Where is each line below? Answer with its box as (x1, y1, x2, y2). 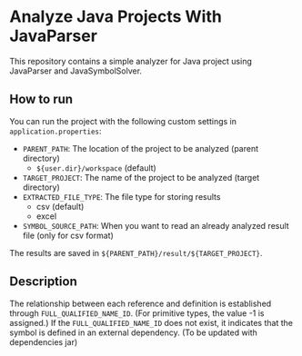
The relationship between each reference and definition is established (9, 298, 272, 309)
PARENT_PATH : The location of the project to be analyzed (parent (22, 143, 259, 153)
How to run (9, 92, 74, 107)
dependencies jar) (9, 336, 78, 347)
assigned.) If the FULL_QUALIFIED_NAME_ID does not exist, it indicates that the (9, 317, 294, 328)
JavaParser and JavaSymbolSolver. (9, 65, 143, 76)
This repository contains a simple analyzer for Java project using (9, 55, 253, 66)
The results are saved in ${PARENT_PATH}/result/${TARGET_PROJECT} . (9, 247, 263, 258)
